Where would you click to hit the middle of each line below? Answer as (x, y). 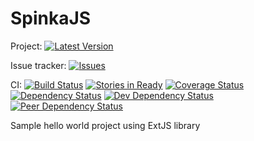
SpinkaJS (51, 18)
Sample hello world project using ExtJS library (105, 125)
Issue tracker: (38, 65)
